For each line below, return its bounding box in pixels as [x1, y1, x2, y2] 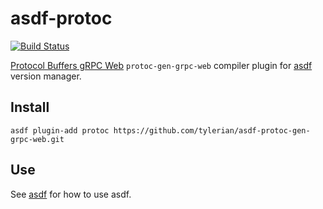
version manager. [10, 70, 82, 82]
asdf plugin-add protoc [10, 125, 110, 136]
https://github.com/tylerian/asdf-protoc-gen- [113, 125, 311, 136]
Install [10, 99, 50, 116]
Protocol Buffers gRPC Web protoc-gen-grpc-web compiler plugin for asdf [10, 59, 313, 71]
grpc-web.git [10, 134, 65, 144]
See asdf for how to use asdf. [10, 188, 132, 200]
